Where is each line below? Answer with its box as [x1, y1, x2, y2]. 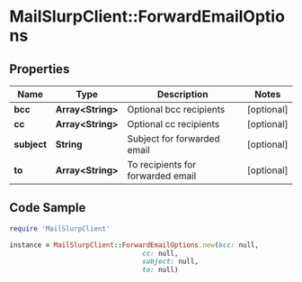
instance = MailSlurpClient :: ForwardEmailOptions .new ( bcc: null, [9, 241, 259, 250]
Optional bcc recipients [127, 104, 226, 115]
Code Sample [9, 200, 86, 215]
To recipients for [127, 159, 197, 170]
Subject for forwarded [127, 132, 220, 145]
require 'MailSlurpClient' [9, 223, 111, 233]
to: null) [142, 266, 179, 275]
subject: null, [142, 257, 200, 267]
